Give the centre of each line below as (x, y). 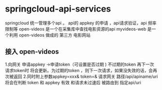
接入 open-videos (32, 52)
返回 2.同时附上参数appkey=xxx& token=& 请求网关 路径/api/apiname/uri (86, 76)
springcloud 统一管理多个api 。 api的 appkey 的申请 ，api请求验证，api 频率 (81, 23)
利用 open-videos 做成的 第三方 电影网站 (50, 35)
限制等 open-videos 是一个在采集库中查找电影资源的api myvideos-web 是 (78, 29)
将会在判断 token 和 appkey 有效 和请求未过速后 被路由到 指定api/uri (73, 82)
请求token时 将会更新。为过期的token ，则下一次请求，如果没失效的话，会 (79, 70)
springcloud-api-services (58, 9)
